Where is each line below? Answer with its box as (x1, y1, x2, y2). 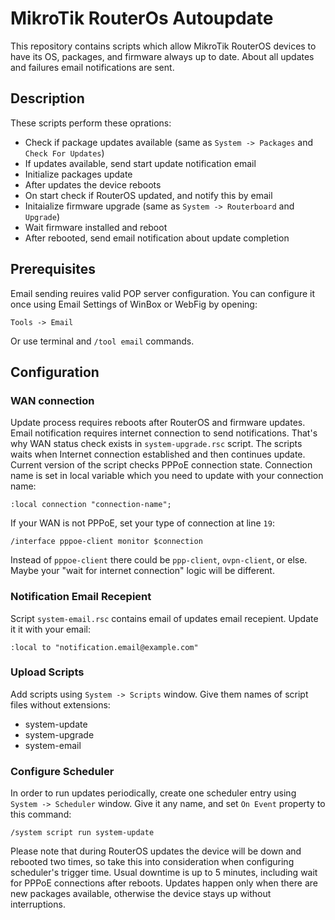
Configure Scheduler (10, 764, 115, 778)
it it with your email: (10, 623, 92, 635)
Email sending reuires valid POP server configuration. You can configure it (10, 287, 316, 299)
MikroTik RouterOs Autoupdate (10, 7, 274, 30)
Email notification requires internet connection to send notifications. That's (10, 427, 318, 439)
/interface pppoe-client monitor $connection (10, 537, 203, 547)
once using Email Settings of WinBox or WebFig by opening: (10, 298, 258, 310)
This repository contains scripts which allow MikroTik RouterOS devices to (10, 40, 317, 52)
